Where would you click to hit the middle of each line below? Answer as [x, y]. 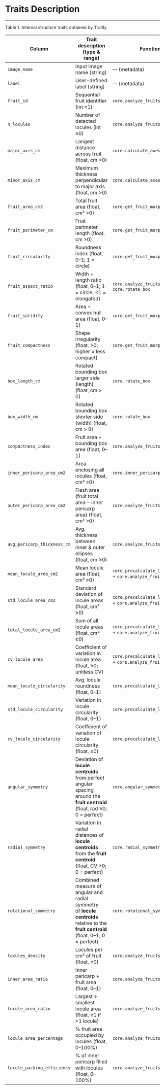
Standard [86, 588]
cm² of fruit [88, 955]
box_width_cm [23, 417]
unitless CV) [89, 672]
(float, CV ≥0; [91, 866]
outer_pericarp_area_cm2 [37, 505]
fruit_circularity [29, 256]
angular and [89, 892]
